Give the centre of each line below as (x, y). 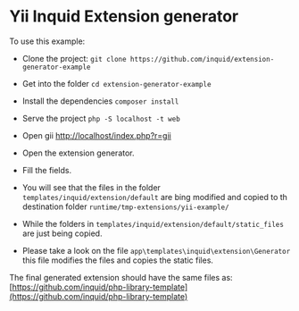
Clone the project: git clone (74, 58)
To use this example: (47, 41)
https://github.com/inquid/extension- (202, 59)
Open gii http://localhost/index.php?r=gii (96, 135)
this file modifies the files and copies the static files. (118, 260)
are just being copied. (62, 233)
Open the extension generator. (79, 153)
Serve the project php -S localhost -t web (101, 118)
